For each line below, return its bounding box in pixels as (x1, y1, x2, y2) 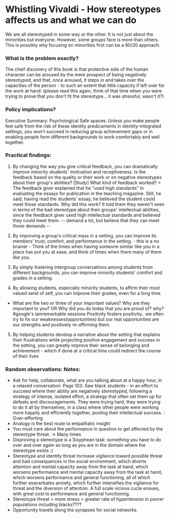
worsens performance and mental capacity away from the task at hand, (12, 469, 162, 475)
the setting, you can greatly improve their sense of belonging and (12, 342, 150, 348)
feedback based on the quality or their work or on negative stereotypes (12, 174, 162, 180)
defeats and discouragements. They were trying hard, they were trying (12, 399, 161, 405)
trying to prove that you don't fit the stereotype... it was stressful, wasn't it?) (5, 93, 164, 100)
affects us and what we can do (5, 14, 137, 26)
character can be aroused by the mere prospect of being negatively (5, 72, 147, 78)
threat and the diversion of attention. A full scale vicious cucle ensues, (12, 485, 160, 492)
